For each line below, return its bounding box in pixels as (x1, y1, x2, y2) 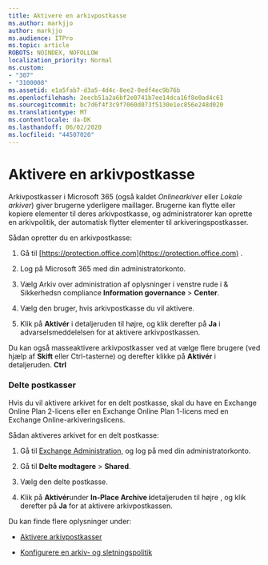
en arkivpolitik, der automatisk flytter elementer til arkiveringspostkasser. (8, 217, 249, 226)
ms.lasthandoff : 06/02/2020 (8, 123, 102, 131)
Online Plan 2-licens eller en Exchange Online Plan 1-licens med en (8, 406, 230, 416)
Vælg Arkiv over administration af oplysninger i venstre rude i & (19, 279, 229, 289)
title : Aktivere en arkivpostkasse (8, 11, 127, 20)
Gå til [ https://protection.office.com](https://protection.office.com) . (19, 248, 243, 258)
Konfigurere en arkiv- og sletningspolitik (19, 547, 153, 557)
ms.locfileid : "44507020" (8, 130, 94, 138)
